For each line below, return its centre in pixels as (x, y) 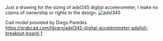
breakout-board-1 (24, 33)
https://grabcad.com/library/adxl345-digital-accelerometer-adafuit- (77, 28)
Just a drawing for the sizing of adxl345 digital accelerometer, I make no (82, 7)
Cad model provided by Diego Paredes (46, 23)
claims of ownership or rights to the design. (51, 13)
